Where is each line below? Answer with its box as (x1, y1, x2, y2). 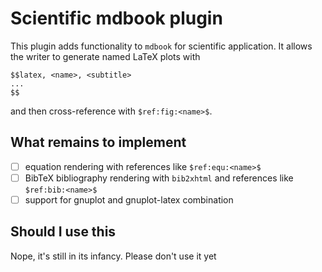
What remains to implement (10, 134, 187, 151)
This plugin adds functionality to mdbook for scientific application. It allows (10, 40, 313, 52)
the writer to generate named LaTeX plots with (10, 50, 201, 62)
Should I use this (10, 223, 117, 241)
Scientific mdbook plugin (10, 7, 223, 30)
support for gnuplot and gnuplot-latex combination (24, 193, 234, 206)
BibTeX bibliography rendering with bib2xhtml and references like (24, 172, 294, 184)
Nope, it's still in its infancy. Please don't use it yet (10, 250, 217, 262)
